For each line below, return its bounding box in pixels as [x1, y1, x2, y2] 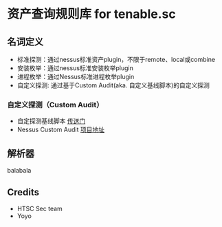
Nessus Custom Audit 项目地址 [16, 125, 105, 134]
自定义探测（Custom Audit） [7, 100, 104, 109]
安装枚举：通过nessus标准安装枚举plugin [16, 64, 134, 72]
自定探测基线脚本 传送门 [16, 117, 86, 125]
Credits [7, 186, 40, 198]
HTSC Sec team [16, 204, 63, 213]
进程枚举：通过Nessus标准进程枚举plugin [16, 73, 135, 80]
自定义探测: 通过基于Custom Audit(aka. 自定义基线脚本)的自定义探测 [16, 81, 210, 89]
